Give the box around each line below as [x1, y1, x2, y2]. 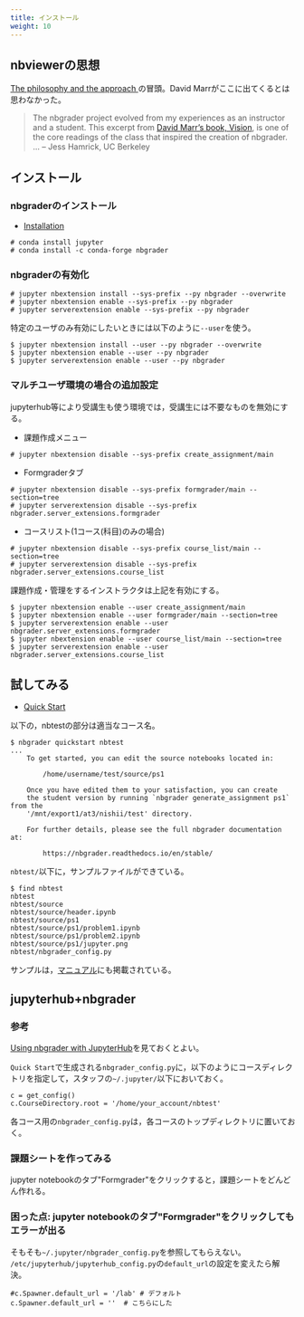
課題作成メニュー [23, 432, 88, 443]
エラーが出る [10, 1224, 67, 1236]
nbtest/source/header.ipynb [10, 908, 117, 917]
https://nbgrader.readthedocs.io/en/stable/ [43, 849, 214, 858]
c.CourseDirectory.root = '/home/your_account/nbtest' [10, 1099, 222, 1109]
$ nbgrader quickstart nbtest [10, 739, 125, 748]
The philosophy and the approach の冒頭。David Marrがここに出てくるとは [10, 83, 290, 94]
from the [10, 802, 43, 811]
